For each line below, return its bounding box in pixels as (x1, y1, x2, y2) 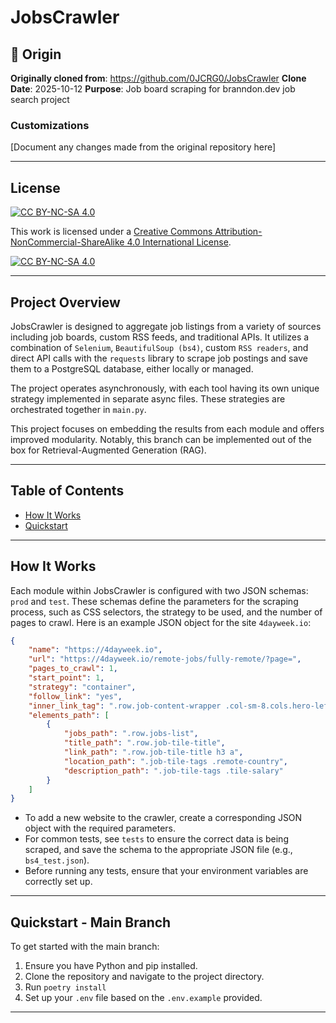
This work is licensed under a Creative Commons (10, 226, 213, 238)
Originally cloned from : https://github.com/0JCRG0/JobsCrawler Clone (10, 72, 307, 84)
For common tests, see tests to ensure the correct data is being (24, 833, 289, 845)
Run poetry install (24, 981, 107, 993)
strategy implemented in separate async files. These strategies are (10, 392, 286, 405)
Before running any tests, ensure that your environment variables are (24, 865, 309, 877)
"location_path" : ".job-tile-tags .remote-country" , (63, 756, 288, 766)
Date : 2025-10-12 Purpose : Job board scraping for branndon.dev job (10, 83, 296, 95)
